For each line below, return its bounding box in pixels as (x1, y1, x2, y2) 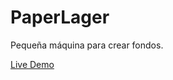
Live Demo (10, 58, 55, 70)
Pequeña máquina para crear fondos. (10, 39, 164, 51)
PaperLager (10, 6, 110, 29)
